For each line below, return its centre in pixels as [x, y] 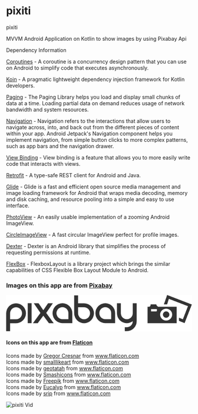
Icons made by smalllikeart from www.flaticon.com [68, 362]
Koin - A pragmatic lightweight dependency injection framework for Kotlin [95, 79]
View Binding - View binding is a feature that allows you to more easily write [98, 157]
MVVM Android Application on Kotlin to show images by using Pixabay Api [96, 38]
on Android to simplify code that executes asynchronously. [77, 68]
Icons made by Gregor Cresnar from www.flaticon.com [73, 356]
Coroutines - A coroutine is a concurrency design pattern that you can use [96, 61]
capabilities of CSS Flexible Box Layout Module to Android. [77, 270]
